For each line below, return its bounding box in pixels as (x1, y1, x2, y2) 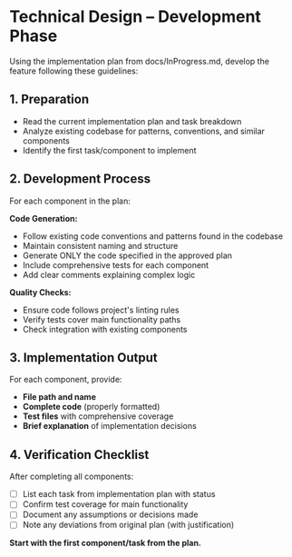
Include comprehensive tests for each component (22, 259, 209, 270)
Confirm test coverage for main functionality (22, 499, 189, 510)
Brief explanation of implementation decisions (22, 421, 197, 432)
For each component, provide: (9, 374, 122, 385)
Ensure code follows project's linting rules (22, 304, 180, 315)
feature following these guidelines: (9, 65, 139, 76)
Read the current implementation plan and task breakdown (22, 115, 242, 126)
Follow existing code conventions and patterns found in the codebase (22, 230, 284, 242)
